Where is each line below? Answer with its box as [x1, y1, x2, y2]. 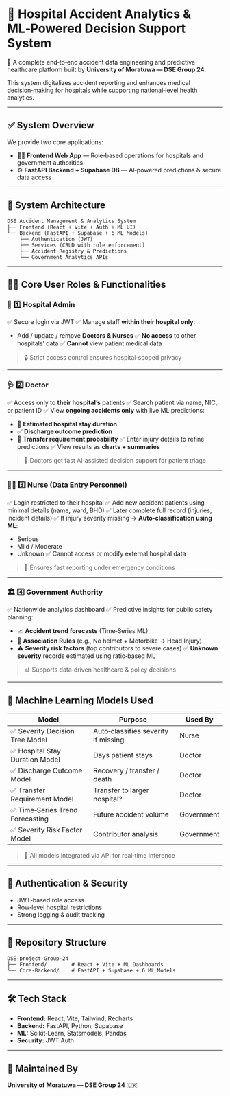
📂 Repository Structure [7, 937, 107, 948]
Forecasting [10, 814, 49, 823]
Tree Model [10, 735, 48, 744]
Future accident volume [93, 810, 169, 819]
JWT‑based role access [16, 895, 84, 904]
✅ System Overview [7, 119, 94, 131]
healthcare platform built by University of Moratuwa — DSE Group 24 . [7, 65, 207, 73]
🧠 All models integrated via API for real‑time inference [23, 851, 176, 859]
